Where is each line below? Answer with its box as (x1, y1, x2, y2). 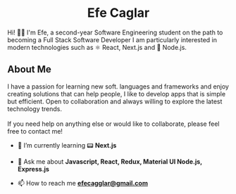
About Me (7, 63, 51, 75)
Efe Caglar (87, 5, 150, 21)
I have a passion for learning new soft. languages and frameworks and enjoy (7, 82, 229, 91)
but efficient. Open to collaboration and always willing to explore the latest (7, 97, 223, 105)
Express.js (17, 164, 49, 173)
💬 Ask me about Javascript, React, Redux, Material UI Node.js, (17, 157, 203, 166)
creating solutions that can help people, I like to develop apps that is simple (7, 89, 226, 98)
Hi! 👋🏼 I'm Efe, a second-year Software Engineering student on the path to (7, 28, 223, 37)
